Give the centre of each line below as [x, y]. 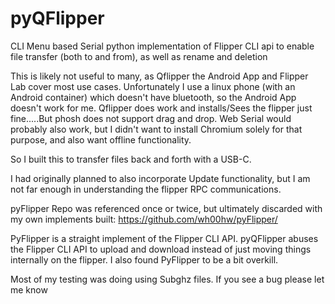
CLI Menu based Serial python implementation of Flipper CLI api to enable [162, 46]
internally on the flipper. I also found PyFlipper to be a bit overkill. [144, 259]
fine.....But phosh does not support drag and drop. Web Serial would [151, 118]
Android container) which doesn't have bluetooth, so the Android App [153, 97]
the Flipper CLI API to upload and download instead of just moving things [161, 249]
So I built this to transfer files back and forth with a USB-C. [131, 159]
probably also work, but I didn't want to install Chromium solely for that [156, 129]
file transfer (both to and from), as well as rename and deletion [139, 56]
